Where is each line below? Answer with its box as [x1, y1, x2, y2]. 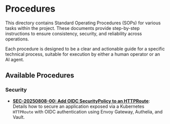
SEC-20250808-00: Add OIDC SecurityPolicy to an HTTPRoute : [12, 98, 150, 104]
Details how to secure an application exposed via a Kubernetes [12, 103, 145, 109]
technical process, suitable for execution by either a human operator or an [5, 51, 160, 57]
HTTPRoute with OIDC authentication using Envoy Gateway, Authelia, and [12, 108, 163, 114]
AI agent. [5, 56, 24, 62]
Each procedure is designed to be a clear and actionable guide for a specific [5, 46, 165, 52]
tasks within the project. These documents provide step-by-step [5, 25, 140, 31]
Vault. [12, 114, 25, 120]
